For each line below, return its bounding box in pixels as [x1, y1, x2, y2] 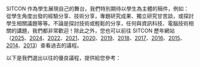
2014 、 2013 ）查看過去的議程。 [6, 42, 82, 49]
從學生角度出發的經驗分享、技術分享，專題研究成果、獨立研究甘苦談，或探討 [6, 12, 194, 19]
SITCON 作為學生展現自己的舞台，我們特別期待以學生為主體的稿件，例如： [6, 5, 189, 12]
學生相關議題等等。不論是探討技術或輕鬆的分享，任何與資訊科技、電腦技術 [6, 20, 189, 26]
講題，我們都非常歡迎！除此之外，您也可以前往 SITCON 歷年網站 [16, 27, 175, 34]
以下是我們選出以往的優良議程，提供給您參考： [6, 55, 121, 61]
